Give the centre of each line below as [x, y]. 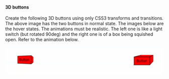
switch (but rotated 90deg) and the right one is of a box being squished [79, 34]
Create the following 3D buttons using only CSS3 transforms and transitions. [84, 18]
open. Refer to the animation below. [42, 40]
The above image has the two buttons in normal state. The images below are [84, 24]
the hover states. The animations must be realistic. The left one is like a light [84, 29]
